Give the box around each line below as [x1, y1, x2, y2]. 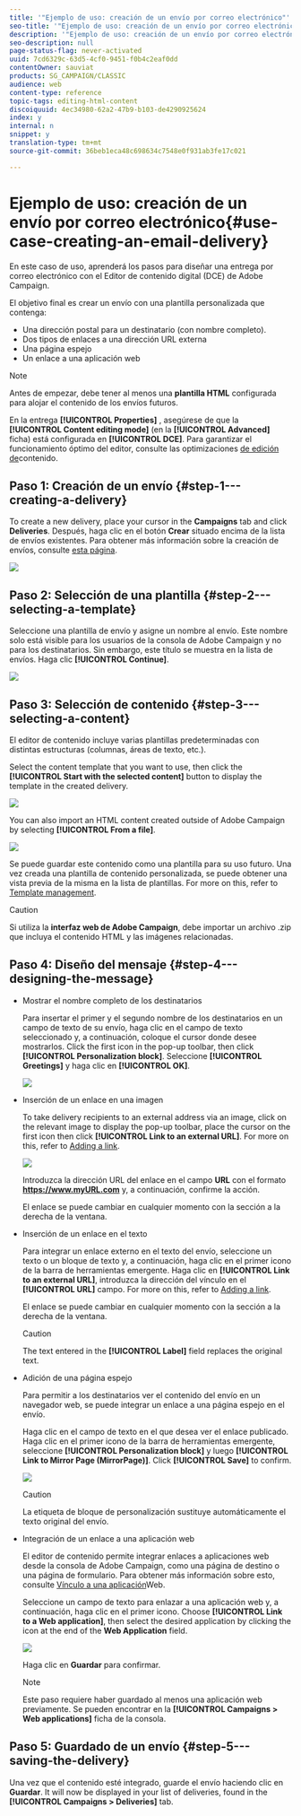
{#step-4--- [168, 957, 238, 973]
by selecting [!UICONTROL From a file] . [9, 824, 156, 835]
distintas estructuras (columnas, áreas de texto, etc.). [9, 744, 207, 754]
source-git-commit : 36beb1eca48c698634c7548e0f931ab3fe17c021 [9, 146, 246, 155]
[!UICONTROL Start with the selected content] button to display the [9, 771, 262, 781]
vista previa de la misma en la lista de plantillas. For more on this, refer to [9, 878, 279, 888]
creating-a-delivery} [9, 492, 128, 508]
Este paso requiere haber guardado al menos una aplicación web [21, 1694, 262, 1705]
